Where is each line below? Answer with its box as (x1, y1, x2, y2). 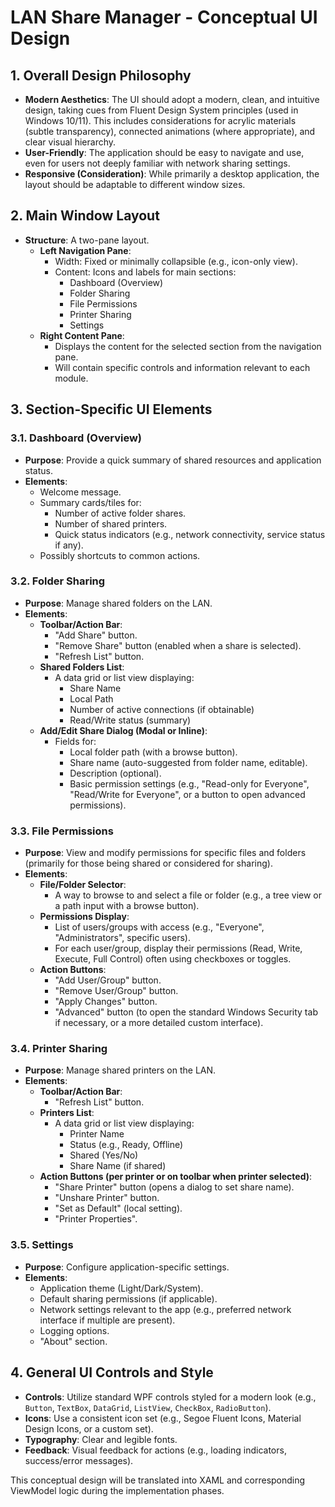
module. (54, 372, 89, 384)
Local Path (69, 692, 114, 705)
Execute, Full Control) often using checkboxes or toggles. (54, 953, 292, 965)
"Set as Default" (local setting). (54, 1202, 183, 1215)
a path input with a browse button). (54, 900, 200, 912)
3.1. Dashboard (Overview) (10, 431, 142, 445)
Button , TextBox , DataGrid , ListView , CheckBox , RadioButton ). (24, 1401, 272, 1413)
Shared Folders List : (39, 661, 125, 673)
